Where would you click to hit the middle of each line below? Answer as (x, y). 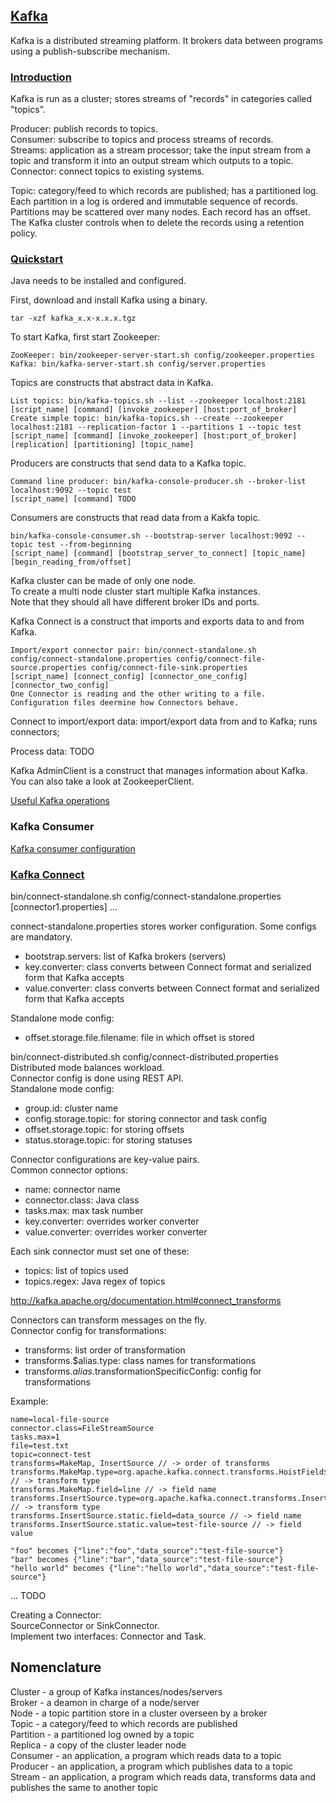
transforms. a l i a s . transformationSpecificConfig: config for (143, 1371)
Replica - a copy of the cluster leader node (98, 1745)
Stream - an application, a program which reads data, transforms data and (163, 1776)
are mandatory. (41, 937)
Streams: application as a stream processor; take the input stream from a (160, 150)
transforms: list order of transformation (105, 1350)
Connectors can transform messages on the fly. (108, 1320)
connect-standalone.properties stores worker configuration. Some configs (163, 926)
